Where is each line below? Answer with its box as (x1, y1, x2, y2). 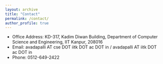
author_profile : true (5, 20, 49, 26)
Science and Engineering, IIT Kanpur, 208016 (12, 39, 103, 45)
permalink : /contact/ (5, 16, 49, 21)
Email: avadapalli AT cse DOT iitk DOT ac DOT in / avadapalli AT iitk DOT (12, 44, 157, 50)
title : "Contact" (5, 12, 40, 16)
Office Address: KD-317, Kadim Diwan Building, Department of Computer (12, 34, 158, 40)
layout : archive (5, 7, 38, 12)
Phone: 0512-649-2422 (12, 54, 60, 61)
